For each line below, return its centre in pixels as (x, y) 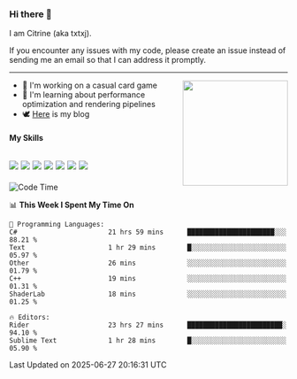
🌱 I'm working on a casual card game (89, 85)
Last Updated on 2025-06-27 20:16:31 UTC (88, 364)
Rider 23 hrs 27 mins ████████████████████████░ (148, 325)
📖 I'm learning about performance (84, 95)
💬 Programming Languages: (57, 224)
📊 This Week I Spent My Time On (72, 205)
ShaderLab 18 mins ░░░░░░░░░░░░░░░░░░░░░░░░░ (148, 294)
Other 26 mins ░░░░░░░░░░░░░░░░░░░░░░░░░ (148, 263)
